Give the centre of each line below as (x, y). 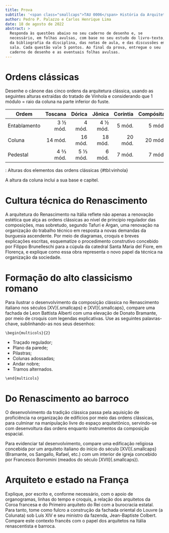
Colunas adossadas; (34, 359)
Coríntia (124, 114)
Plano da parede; (30, 348)
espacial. (15, 434)
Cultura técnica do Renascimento (76, 200)
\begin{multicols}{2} (28, 333)
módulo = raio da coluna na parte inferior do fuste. (57, 102)
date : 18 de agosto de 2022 (35, 24)
